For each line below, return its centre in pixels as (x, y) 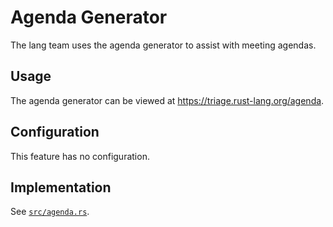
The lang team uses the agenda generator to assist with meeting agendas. (163, 45)
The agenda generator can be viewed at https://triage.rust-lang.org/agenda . (167, 100)
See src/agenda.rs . (50, 212)
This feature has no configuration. (80, 156)
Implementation (61, 187)
